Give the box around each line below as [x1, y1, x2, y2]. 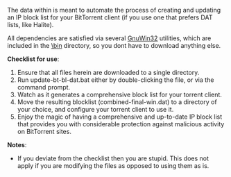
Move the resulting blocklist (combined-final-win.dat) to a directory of [17, 98, 217, 106]
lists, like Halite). [7, 21, 54, 28]
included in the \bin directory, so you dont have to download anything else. [7, 42, 221, 49]
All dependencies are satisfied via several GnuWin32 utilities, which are [7, 34, 212, 42]
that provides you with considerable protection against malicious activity [17, 120, 225, 128]
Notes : [7, 141, 27, 149]
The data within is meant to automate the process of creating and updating [7, 6, 221, 14]
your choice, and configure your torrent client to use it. [17, 106, 174, 113]
